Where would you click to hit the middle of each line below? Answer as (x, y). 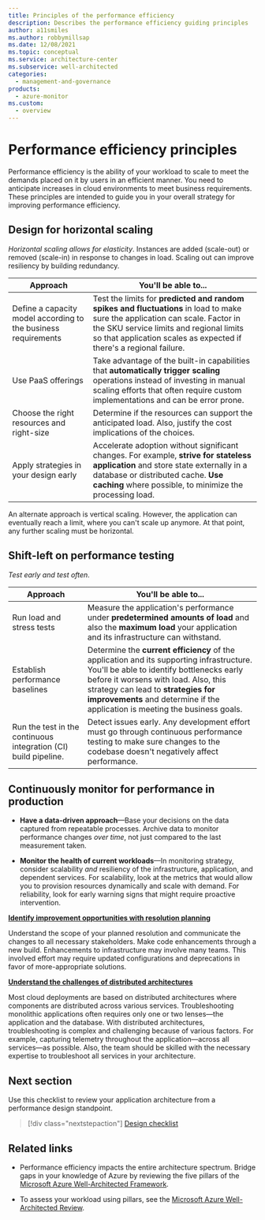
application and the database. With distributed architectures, (106, 1023)
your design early (45, 475)
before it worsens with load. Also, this (157, 679)
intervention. (40, 903)
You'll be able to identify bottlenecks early (165, 670)
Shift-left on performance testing (91, 556)
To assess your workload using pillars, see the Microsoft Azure (122, 1199)
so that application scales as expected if (167, 338)
